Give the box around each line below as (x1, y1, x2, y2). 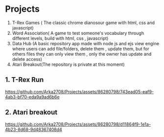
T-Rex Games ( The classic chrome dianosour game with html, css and (12, 20, 155, 26)
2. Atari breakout (5, 108, 58, 116)
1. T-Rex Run (5, 76, 44, 84)
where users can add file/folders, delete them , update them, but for (12, 46, 149, 52)
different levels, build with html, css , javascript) (12, 35, 109, 41)
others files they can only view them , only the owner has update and (12, 51, 152, 57)
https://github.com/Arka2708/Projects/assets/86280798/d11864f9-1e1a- (5, 121, 151, 127)
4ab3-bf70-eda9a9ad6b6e (5, 94, 60, 100)
